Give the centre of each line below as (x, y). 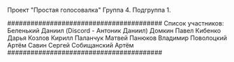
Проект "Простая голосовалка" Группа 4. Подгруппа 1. (89, 10)
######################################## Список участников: (116, 23)
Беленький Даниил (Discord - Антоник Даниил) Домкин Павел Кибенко (114, 31)
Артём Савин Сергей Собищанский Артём (71, 45)
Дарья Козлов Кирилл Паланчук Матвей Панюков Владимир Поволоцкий (117, 38)
